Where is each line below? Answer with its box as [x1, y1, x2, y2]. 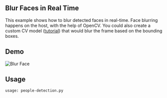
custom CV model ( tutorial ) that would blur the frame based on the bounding [5, 27, 163, 34]
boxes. [5, 33, 19, 39]
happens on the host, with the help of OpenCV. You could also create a [5, 22, 151, 28]
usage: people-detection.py [5, 88, 64, 94]
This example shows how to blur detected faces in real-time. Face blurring [5, 17, 158, 23]
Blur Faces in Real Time [5, 4, 79, 12]
